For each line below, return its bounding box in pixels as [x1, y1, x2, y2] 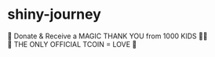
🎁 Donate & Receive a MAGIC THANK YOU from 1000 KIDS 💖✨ [7, 31, 209, 41]
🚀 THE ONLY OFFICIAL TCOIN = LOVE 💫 [7, 39, 137, 48]
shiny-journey [7, 5, 101, 23]
